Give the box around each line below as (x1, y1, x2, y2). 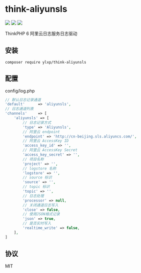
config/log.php (5, 88, 35, 94)
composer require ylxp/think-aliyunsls (5, 60, 87, 65)
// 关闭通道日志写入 (23, 203, 59, 207)
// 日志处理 (23, 193, 44, 198)
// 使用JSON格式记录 (23, 212, 60, 217)
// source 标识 (23, 175, 52, 180)
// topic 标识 (23, 184, 50, 189)
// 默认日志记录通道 (5, 97, 41, 102)
